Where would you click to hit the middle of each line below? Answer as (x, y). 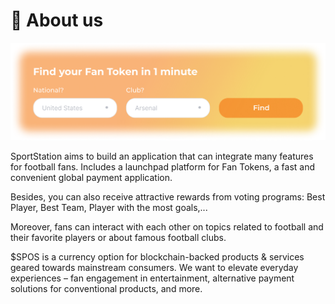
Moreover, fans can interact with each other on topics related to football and (167, 226)
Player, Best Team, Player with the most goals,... (109, 207)
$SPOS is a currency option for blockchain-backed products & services (157, 256)
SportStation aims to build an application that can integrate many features (162, 156)
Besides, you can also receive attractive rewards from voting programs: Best (168, 196)
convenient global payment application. (91, 177)
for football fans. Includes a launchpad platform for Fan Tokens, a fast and (162, 166)
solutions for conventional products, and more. (106, 288)
